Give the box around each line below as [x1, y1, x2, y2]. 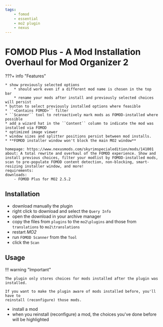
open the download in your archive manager [12, 213, 102, 219]
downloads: [5, 172, 27, 178]
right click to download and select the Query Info [12, 208, 111, 214]
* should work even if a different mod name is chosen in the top [14, 87, 152, 92]
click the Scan [12, 239, 40, 245]
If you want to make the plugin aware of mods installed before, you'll [5, 289, 156, 294]
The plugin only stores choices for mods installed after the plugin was [5, 276, 159, 281]
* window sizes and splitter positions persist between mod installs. [5, 134, 152, 139]
